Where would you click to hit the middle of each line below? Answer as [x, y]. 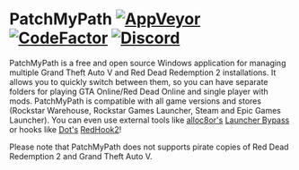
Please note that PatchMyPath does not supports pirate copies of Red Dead [149, 147]
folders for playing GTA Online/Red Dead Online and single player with [139, 91]
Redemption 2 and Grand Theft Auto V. [81, 156]
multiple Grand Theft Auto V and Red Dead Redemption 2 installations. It [143, 72]
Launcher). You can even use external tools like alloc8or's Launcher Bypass [149, 120]
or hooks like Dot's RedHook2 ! [66, 129]
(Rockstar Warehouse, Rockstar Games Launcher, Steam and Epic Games [145, 110]
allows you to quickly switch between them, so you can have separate [139, 81]
